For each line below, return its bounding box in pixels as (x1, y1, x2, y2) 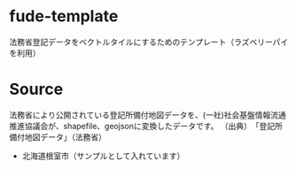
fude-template (9, 6, 119, 27)
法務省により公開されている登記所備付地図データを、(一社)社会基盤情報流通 (9, 109, 286, 120)
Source (9, 80, 64, 99)
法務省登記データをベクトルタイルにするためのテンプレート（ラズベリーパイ (9, 36, 289, 47)
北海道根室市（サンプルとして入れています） (21, 150, 185, 161)
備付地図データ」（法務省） (9, 131, 106, 142)
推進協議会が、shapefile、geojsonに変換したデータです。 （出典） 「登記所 (9, 120, 284, 131)
